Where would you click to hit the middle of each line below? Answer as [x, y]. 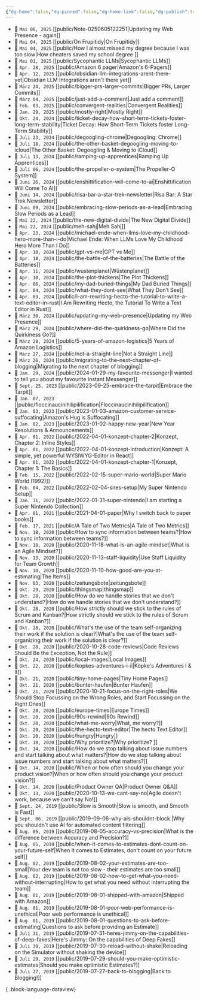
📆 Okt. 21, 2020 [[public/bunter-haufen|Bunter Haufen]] [84, 684]
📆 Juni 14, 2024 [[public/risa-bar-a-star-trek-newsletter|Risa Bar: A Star [103, 194]
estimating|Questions [40, 926]
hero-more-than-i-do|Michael [51, 239]
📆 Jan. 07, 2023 [34, 398]
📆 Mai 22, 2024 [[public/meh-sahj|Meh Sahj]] [70, 226]
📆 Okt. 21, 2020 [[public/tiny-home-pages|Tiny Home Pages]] [91, 678]
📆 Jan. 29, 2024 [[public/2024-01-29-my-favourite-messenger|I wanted [103, 373]
